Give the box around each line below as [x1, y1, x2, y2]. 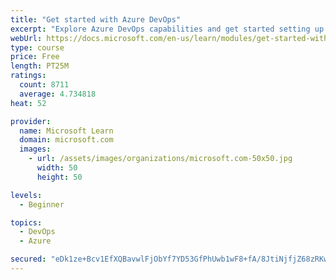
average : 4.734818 [19, 89, 97, 99]
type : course [10, 42, 65, 53]
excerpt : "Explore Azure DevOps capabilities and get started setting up [10, 24, 325, 34]
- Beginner [19, 199, 65, 210]
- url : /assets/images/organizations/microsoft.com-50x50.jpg [28, 154, 293, 164]
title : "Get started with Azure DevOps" [10, 14, 182, 25]
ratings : [10, 71, 47, 81]
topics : [10, 217, 43, 228]
